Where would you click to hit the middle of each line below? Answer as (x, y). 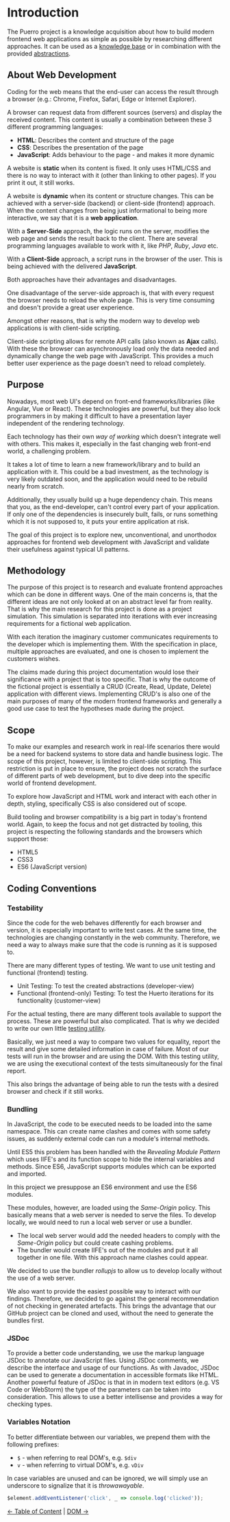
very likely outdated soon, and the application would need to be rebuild (107, 479)
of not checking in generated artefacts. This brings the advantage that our (112, 1306)
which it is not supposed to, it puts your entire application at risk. (98, 521)
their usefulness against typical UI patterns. (68, 549)
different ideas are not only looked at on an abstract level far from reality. (110, 602)
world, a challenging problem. (49, 451)
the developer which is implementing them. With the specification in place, (112, 644)
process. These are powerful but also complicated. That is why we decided (113, 1021)
